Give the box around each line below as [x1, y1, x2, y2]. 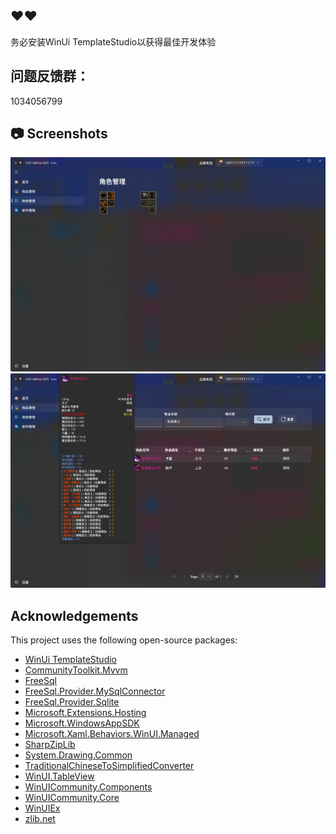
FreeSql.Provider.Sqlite [24, 696, 120, 708]
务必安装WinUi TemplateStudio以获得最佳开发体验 [10, 35, 217, 48]
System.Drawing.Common [24, 749, 133, 761]
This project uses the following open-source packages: [10, 634, 238, 646]
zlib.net [24, 813, 56, 825]
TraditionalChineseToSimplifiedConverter [24, 760, 195, 772]
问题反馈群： [10, 68, 90, 85]
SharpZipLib [24, 739, 76, 751]
